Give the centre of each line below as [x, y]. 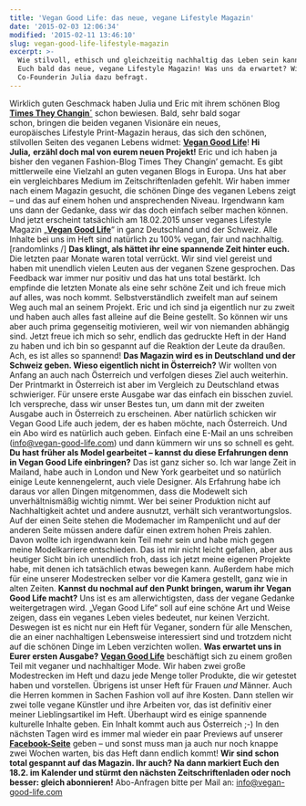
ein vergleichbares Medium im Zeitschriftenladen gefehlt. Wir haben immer [150, 181]
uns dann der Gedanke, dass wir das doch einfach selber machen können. [149, 210]
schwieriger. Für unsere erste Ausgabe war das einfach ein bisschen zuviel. [152, 394]
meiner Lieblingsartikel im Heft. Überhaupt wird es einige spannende [138, 714]
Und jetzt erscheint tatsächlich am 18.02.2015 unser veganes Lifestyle [141, 219]
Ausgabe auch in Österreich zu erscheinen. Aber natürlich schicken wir [143, 413]
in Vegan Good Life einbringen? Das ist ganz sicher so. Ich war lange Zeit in [153, 462]
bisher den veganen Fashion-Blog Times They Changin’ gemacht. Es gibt [147, 162]
